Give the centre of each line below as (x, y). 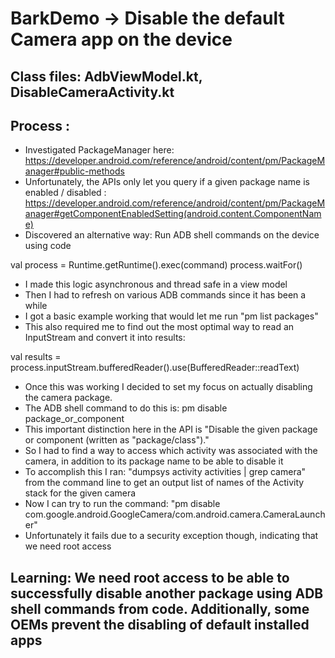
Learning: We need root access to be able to (150, 577)
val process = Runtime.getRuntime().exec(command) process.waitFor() (156, 265)
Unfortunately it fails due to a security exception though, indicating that (171, 536)
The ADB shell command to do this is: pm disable (126, 408)
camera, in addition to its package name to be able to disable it (154, 461)
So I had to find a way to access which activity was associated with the (171, 451)
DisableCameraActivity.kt (92, 92)
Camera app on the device (121, 39)
